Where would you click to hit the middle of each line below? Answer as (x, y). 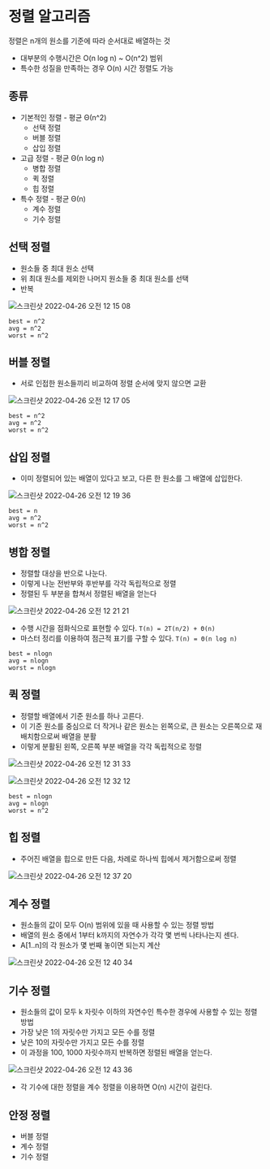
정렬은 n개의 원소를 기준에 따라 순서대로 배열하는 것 (90, 41)
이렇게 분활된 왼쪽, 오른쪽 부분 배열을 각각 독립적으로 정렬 (111, 746)
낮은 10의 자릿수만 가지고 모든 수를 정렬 (82, 1042)
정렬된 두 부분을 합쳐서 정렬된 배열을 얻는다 (88, 593)
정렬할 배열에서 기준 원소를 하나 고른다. (82, 715)
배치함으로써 (40, 736)
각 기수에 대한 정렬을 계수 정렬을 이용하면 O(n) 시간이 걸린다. (116, 1087)
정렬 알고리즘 (49, 17)
